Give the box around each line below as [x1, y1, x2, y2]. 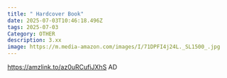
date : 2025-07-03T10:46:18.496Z [7, 17, 103, 24]
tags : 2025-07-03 [7, 23, 59, 30]
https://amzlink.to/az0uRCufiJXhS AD [7, 63, 118, 71]
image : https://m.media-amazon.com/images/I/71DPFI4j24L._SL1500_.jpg [7, 43, 221, 50]
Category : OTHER [7, 30, 55, 38]
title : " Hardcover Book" [7, 10, 84, 18]
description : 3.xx [7, 37, 62, 44]
